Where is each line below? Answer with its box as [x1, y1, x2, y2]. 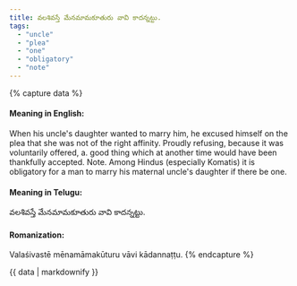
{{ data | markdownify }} [9, 266, 99, 278]
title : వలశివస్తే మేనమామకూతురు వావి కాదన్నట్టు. [9, 13, 162, 22]
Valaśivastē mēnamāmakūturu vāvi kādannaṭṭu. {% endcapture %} [9, 249, 254, 260]
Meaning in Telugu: [9, 186, 83, 197]
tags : [9, 22, 30, 30]
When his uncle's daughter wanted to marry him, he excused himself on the [9, 128, 289, 139]
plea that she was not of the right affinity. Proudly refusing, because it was [9, 138, 284, 149]
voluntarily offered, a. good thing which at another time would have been [9, 147, 277, 158]
